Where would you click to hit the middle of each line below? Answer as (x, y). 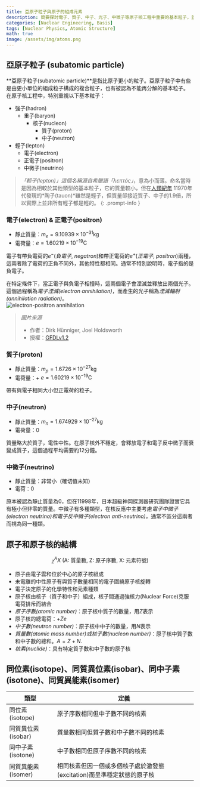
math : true (20, 34)
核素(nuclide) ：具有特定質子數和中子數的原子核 (73, 649)
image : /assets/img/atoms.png (44, 39)
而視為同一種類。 (27, 524)
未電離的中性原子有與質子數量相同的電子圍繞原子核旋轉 (82, 581)
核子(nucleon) (50, 123)
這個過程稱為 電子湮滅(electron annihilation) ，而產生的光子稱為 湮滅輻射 (93, 291)
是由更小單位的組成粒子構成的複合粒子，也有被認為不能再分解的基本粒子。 (97, 88)
